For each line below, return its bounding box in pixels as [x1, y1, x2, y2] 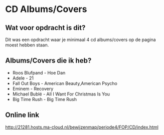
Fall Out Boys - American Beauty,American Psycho [12, 80, 118, 86]
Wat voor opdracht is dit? [5, 23, 86, 32]
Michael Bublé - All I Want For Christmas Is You [12, 91, 110, 97]
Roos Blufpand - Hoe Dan [12, 69, 66, 75]
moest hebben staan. [5, 42, 49, 48]
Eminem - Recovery [12, 85, 54, 91]
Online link [5, 111, 39, 119]
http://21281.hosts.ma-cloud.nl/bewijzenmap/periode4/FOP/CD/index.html [5, 124, 159, 130]
